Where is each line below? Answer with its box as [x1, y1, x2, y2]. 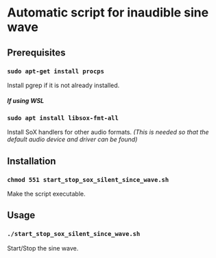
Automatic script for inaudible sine [7, 5, 209, 21]
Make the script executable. [7, 189, 86, 198]
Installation [7, 155, 56, 167]
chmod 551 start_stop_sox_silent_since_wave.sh [7, 176, 169, 183]
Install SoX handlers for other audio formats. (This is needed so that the [7, 128, 209, 137]
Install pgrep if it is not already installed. [7, 81, 120, 89]
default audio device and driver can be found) [7, 135, 138, 143]
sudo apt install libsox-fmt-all [7, 114, 119, 121]
